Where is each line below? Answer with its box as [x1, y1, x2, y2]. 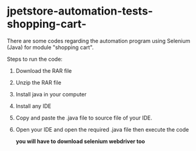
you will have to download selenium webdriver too [15, 138, 145, 145]
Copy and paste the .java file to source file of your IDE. [15, 114, 152, 121]
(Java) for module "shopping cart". [7, 44, 94, 51]
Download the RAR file [15, 67, 72, 74]
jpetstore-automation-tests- [7, 4, 154, 18]
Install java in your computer [15, 90, 87, 98]
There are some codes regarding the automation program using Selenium [7, 37, 191, 44]
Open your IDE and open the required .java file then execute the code [15, 126, 189, 133]
